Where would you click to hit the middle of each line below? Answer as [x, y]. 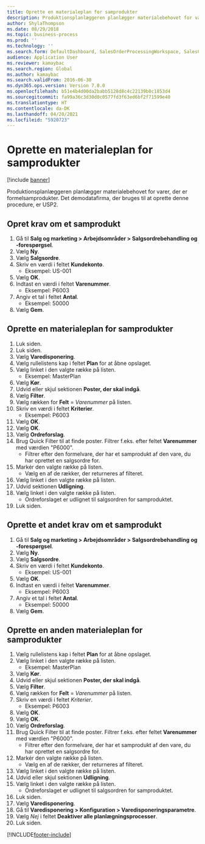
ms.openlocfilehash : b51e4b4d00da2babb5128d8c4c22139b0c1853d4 [89, 92]
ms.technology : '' [30, 46]
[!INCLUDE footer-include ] [39, 835]
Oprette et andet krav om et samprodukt [84, 525]
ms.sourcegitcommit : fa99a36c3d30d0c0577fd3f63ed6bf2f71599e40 [89, 97]
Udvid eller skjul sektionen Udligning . [63, 777]
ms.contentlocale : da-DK [38, 108]
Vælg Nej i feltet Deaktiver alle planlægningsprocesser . [86, 817]
